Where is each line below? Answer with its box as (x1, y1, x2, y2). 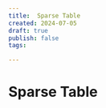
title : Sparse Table (8, 11, 81, 20)
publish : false (8, 34, 59, 42)
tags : (8, 42, 26, 50)
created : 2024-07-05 (8, 19, 78, 27)
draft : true (8, 26, 48, 34)
